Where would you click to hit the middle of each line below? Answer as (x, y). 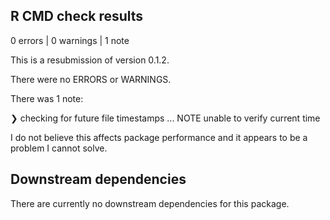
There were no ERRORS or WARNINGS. (91, 79)
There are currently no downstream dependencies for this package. (150, 203)
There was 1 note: (47, 98)
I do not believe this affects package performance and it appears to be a (159, 137)
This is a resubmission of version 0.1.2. (90, 60)
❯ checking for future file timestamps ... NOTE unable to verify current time (165, 118)
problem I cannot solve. (59, 148)
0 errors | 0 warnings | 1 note (70, 40)
